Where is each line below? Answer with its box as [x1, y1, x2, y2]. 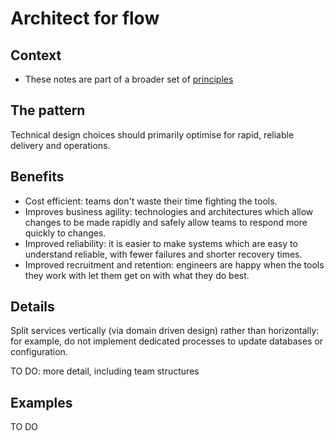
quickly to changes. [24, 227, 107, 239]
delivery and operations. [10, 139, 111, 151]
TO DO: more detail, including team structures [10, 365, 200, 377]
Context [10, 47, 62, 64]
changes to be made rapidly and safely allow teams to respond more [24, 216, 308, 228]
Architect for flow [10, 7, 160, 30]
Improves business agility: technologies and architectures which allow [24, 205, 314, 217]
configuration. [10, 346, 68, 358]
